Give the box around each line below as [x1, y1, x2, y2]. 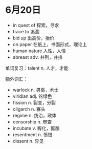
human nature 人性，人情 [12, 48, 66, 54]
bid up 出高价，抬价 [12, 35, 55, 41]
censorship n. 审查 [12, 118, 52, 125]
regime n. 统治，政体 [12, 112, 57, 118]
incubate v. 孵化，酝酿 [12, 125, 60, 131]
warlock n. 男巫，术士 [12, 87, 59, 93]
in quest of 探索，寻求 [12, 22, 59, 28]
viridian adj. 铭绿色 [12, 93, 52, 99]
